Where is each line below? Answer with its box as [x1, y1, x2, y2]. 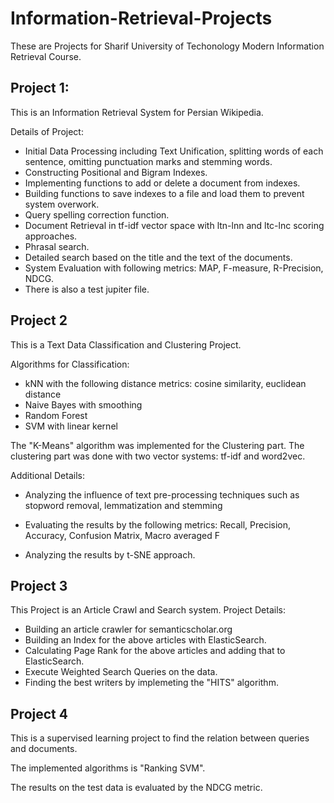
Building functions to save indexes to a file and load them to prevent [24, 187, 305, 199]
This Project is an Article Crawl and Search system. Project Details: [10, 604, 286, 616]
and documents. [10, 743, 78, 755]
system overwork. [24, 198, 100, 210]
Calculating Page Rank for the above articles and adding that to [24, 645, 286, 657]
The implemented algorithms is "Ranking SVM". [10, 762, 206, 774]
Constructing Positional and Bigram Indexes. [24, 166, 208, 178]
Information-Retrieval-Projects [10, 7, 273, 30]
